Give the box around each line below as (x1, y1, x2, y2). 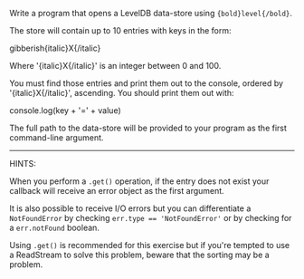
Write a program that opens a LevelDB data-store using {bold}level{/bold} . (9, 8, 292, 18)
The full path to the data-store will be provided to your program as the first (9, 122, 288, 133)
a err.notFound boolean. (9, 222, 100, 233)
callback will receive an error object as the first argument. (9, 186, 224, 196)
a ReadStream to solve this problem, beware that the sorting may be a (9, 249, 270, 260)
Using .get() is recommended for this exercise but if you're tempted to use (9, 240, 290, 250)
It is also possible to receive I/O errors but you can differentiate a (9, 203, 252, 214)
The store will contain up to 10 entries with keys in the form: (9, 25, 233, 35)
